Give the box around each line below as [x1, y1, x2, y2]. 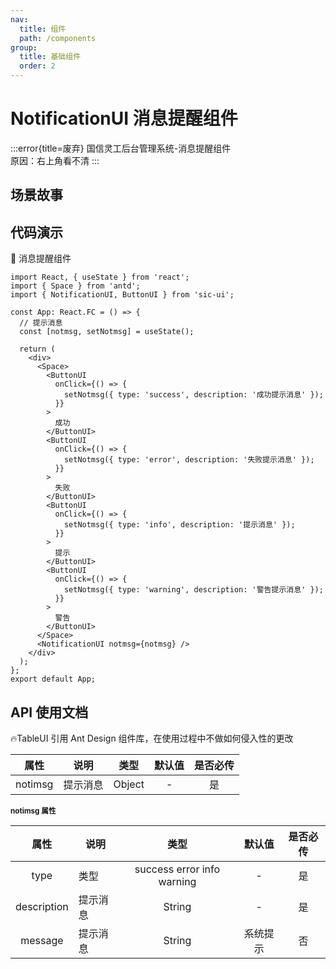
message [20, 934, 64, 948]
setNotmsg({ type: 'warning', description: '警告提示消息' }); [63, 585, 324, 595]
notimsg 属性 [10, 806, 57, 816]
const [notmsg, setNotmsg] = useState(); [19, 327, 195, 337]
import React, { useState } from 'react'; [10, 272, 190, 283]
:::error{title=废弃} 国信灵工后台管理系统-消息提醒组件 [10, 142, 232, 154]
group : [10, 42, 38, 53]
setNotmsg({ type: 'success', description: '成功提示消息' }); [63, 390, 324, 400]
